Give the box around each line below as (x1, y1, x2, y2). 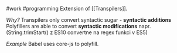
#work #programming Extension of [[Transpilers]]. (6, 5, 128, 12)
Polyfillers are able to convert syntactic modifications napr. (6, 23, 151, 29)
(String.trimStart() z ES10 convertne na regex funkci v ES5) (6, 29, 148, 36)
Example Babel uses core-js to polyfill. (6, 41, 99, 47)
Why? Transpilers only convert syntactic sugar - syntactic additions (6, 16, 172, 23)
